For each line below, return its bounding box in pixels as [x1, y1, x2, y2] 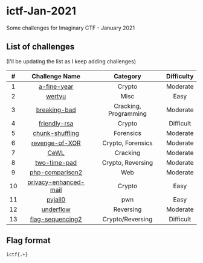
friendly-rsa [38, 119, 74, 127]
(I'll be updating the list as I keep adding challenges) [6, 57, 137, 65]
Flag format [6, 235, 51, 246]
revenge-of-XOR [31, 139, 81, 147]
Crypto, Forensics [102, 139, 153, 147]
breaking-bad [36, 106, 77, 114]
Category [114, 72, 142, 80]
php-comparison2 [29, 168, 83, 176]
